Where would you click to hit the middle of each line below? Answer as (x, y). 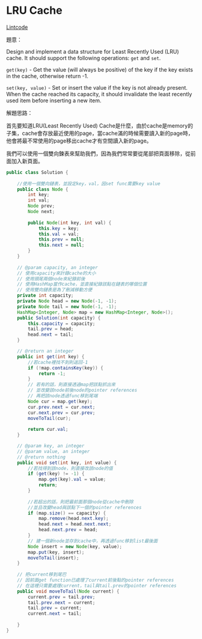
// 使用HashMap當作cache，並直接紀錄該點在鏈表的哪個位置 (82, 284)
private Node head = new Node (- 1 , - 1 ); (67, 301)
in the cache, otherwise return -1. (47, 76)
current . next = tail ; (55, 614)
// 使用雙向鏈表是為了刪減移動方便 (55, 290)
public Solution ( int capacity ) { (59, 318)
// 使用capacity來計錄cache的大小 (57, 273)
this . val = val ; (59, 234)
